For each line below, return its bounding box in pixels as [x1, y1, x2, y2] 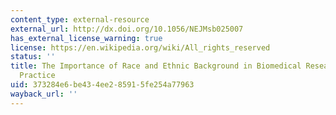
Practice [19, 71, 56, 81]
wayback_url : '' [10, 89, 78, 99]
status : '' [10, 52, 56, 62]
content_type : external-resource [10, 14, 150, 25]
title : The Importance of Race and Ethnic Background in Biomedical [10, 61, 302, 71]
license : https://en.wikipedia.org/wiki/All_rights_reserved [10, 42, 271, 53]
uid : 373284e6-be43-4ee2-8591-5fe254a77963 [10, 80, 195, 90]
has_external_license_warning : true [10, 33, 163, 43]
